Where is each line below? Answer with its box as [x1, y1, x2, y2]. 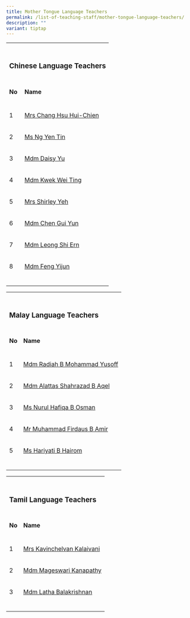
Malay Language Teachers [9, 311, 99, 320]
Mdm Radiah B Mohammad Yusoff [23, 360, 119, 369]
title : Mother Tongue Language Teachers [6, 8, 108, 15]
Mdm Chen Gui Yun [24, 219, 79, 227]
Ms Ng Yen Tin [24, 132, 66, 141]
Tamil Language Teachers [9, 495, 97, 504]
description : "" [6, 20, 46, 26]
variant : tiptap [6, 25, 46, 32]
